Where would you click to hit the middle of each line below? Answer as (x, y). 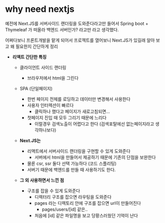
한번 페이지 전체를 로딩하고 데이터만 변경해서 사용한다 (79, 99)
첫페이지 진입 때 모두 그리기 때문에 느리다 (67, 117)
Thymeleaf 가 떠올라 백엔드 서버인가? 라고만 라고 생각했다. (62, 29)
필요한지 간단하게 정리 (37, 46)
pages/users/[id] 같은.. (65, 209)
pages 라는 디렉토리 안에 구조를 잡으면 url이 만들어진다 (88, 203)
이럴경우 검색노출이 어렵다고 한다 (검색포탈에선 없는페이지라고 (94, 124)
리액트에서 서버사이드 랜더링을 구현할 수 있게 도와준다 (79, 151)
